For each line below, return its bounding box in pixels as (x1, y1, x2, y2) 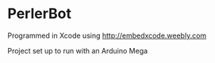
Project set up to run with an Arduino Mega (7, 46, 148, 55)
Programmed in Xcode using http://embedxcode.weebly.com (7, 31, 207, 40)
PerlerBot (7, 5, 72, 23)
